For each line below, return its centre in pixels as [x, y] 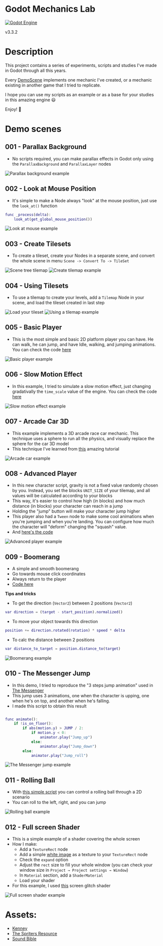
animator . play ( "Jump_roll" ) [60, 755]
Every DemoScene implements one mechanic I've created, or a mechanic [79, 80]
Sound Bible [24, 939]
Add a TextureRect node [44, 849]
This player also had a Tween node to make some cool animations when [83, 516]
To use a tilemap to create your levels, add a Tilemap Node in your [78, 298]
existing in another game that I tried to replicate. [53, 85]
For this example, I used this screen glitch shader [61, 886]
